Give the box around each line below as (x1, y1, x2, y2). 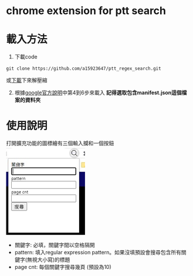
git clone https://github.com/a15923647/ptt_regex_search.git (6, 66, 161, 71)
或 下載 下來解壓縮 (6, 77, 48, 84)
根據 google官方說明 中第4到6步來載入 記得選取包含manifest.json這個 (14, 89, 182, 96)
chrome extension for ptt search (6, 4, 166, 18)
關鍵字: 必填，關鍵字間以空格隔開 (14, 241, 95, 248)
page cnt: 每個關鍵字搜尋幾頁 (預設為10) (14, 264, 111, 271)
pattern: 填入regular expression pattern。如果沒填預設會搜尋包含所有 (14, 249, 182, 256)
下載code (14, 53, 38, 60)
